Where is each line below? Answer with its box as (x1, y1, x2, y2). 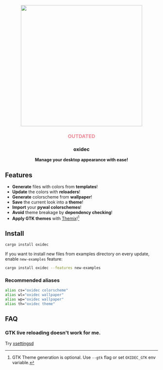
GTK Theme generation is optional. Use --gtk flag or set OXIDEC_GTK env (12, 354, 156, 360)
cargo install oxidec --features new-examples (5, 265, 101, 271)
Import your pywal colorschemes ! (12, 204, 81, 210)
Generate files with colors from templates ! (12, 184, 98, 189)
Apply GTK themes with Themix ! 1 (12, 215, 80, 221)
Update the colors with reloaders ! (12, 189, 81, 195)
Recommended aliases (5, 277, 60, 284)
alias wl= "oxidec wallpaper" (5, 293, 64, 297)
